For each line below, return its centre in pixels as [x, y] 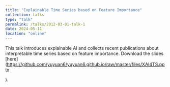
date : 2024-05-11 [24, 29]
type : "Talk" [19, 19]
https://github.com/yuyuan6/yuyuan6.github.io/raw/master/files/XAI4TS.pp [86, 64]
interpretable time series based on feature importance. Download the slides [84, 53]
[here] [12, 59]
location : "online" [26, 34]
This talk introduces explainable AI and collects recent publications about [82, 48]
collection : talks [25, 15]
